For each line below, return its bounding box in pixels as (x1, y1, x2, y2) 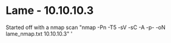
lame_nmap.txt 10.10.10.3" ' (5, 30, 73, 37)
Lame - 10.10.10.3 (5, 4, 94, 18)
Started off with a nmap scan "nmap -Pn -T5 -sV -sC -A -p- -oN (5, 24, 166, 31)
